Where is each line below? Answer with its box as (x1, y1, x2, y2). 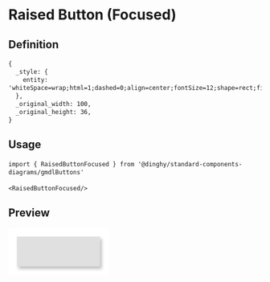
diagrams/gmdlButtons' (8, 168, 84, 176)
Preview (8, 206, 51, 220)
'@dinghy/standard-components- (137, 160, 243, 168)
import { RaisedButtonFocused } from (8, 160, 135, 168)
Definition (8, 38, 59, 51)
